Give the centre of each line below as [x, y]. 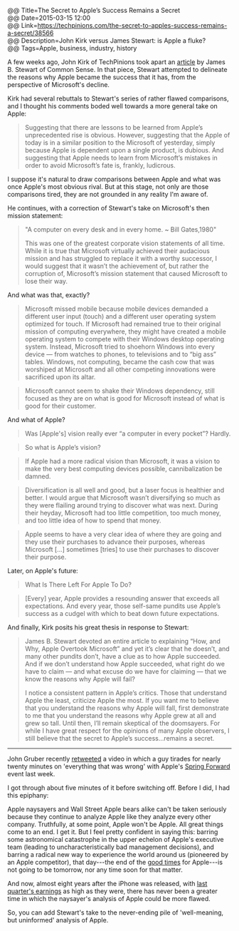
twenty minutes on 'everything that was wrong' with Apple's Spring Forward [119, 766]
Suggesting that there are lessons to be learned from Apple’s [114, 127]
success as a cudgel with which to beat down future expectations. [122, 613]
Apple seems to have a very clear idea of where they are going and [123, 534]
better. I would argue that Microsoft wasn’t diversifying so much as [122, 498]
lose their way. [46, 281]
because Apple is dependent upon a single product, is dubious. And [124, 150]
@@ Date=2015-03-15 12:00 [49, 18]
